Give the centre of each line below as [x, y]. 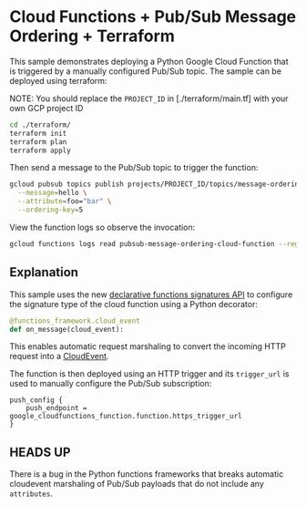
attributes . [31, 493]
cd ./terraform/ [40, 125]
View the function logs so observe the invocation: [102, 227]
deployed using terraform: [58, 80]
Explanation [44, 272]
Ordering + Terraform [92, 36]
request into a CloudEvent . [59, 356]
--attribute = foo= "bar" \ [65, 201]
